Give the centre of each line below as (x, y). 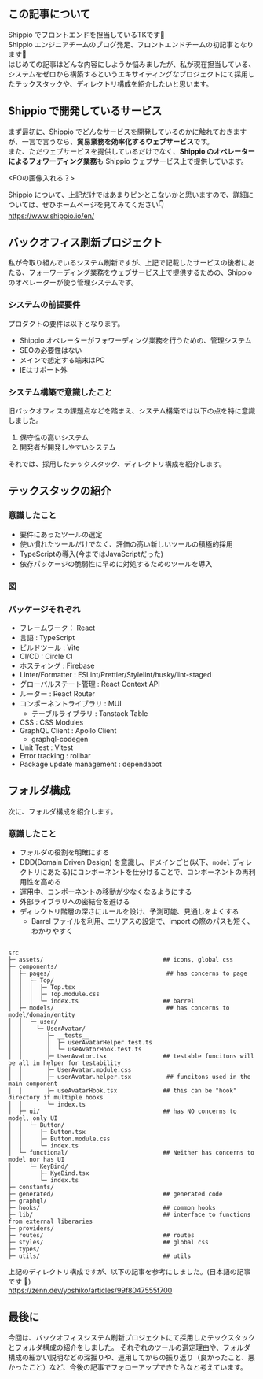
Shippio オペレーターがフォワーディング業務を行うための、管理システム (135, 340)
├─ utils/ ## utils (100, 1256)
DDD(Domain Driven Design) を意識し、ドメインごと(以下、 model (125, 862)
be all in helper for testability (65, 1063)
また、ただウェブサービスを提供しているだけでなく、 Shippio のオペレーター (131, 151)
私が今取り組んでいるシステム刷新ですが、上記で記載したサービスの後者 (125, 263)
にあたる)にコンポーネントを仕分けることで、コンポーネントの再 (144, 872)
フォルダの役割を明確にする (64, 852)
